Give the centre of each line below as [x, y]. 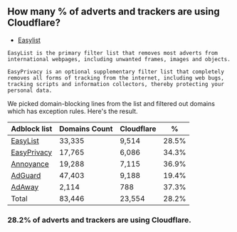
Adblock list [32, 129]
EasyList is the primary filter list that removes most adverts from [113, 53]
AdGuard [26, 175]
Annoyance [30, 164]
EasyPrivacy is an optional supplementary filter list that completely [116, 72]
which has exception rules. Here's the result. [73, 111]
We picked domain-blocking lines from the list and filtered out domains [111, 103]
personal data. [30, 90]
